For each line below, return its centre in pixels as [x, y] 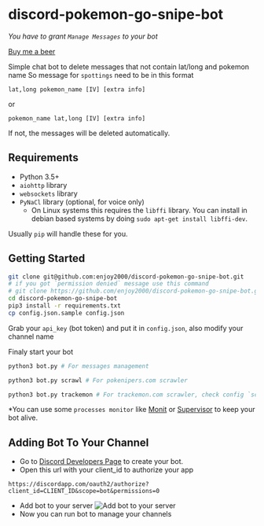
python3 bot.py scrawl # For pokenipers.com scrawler [98, 380]
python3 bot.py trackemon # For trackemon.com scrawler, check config [126, 395]
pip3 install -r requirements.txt [65, 306]
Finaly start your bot [40, 351]
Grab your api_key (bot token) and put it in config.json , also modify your [126, 328]
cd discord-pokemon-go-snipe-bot [63, 299]
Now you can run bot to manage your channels [95, 514]
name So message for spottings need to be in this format [101, 75]
